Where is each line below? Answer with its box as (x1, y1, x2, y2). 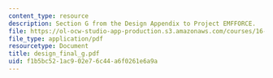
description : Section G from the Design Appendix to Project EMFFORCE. (8, 19, 256, 28)
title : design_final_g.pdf (8, 50, 100, 58)
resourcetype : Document (8, 42, 89, 50)
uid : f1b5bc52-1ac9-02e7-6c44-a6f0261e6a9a (8, 58, 158, 66)
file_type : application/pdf (8, 34, 104, 43)
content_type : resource (8, 11, 89, 20)
